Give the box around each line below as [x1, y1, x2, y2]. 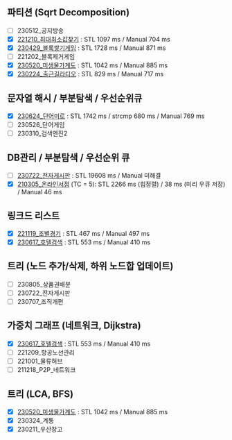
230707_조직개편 [17, 298, 64, 305]
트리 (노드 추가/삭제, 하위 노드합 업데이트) [7, 260, 174, 272]
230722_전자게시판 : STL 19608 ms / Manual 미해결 [17, 171, 161, 179]
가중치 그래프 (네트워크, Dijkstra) [7, 320, 141, 332]
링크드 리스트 [7, 210, 60, 221]
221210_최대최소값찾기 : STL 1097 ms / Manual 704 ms [17, 35, 171, 43]
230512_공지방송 [17, 26, 64, 35]
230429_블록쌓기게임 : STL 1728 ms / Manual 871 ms [17, 44, 166, 52]
